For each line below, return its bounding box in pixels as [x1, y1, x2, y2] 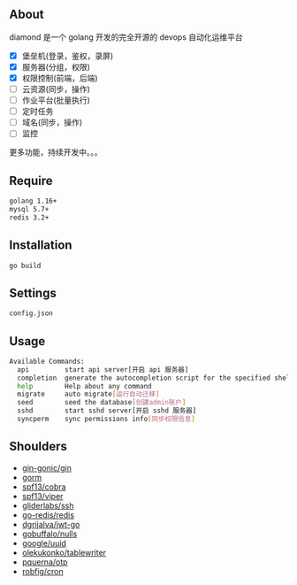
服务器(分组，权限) [21, 61, 90, 72]
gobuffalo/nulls [21, 528, 78, 539]
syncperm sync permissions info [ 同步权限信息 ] [17, 415, 196, 424]
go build [9, 261, 42, 270]
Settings [9, 285, 57, 300]
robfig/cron [21, 566, 64, 576]
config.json [9, 309, 53, 318]
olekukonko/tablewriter [21, 547, 107, 558]
